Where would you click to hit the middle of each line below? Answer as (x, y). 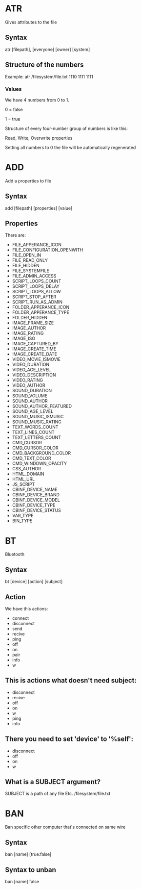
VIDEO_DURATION (31, 365)
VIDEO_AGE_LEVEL (31, 370)
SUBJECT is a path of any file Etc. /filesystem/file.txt (58, 794)
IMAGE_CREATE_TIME (34, 349)
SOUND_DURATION (32, 391)
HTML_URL (23, 479)
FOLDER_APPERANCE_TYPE (41, 312)
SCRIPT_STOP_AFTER (34, 297)
